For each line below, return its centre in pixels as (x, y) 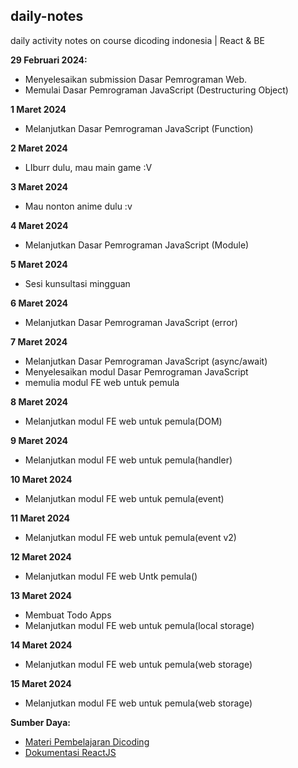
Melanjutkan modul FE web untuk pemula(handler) (128, 460)
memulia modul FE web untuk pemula (102, 382)
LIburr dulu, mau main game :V (88, 167)
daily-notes (47, 16)
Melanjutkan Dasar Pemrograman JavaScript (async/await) (146, 361)
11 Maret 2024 (40, 518)
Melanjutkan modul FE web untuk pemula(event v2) (130, 537)
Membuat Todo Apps (68, 615)
